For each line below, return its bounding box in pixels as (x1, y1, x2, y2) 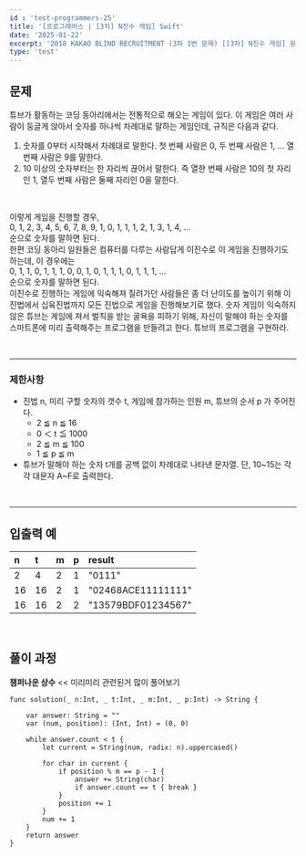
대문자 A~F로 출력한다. (32, 471, 114, 482)
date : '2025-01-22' (9, 30, 84, 39)
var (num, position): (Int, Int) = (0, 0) (25, 718, 189, 728)
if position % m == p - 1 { (57, 767, 166, 776)
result (87, 554, 115, 567)
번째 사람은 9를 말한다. (22, 151, 104, 162)
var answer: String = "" (25, 711, 120, 720)
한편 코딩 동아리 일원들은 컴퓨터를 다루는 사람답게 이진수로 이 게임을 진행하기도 (9, 244, 290, 255)
